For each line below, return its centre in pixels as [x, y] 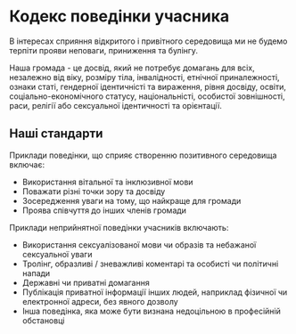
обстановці [43, 320]
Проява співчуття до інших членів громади [104, 210]
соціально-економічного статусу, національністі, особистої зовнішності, [147, 96]
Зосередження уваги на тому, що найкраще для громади [132, 200]
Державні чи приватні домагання [86, 282]
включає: [27, 164]
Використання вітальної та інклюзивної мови [107, 182]
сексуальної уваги [57, 254]
